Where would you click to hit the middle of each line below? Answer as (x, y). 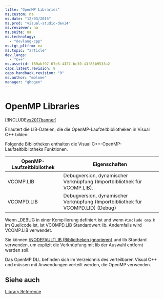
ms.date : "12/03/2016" (28, 19)
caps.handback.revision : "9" (35, 73)
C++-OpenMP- (107, 144)
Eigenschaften (110, 164)
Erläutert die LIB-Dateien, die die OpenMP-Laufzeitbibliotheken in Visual (77, 129)
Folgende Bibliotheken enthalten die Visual (48, 144)
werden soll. (17, 250)
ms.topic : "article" (26, 50)
